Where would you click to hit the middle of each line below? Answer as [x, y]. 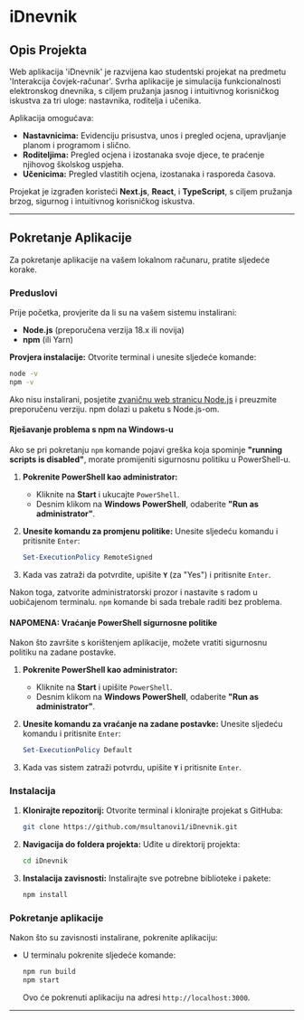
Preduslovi [33, 293]
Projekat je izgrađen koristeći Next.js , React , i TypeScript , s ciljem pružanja [151, 191]
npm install [45, 895]
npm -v [22, 382]
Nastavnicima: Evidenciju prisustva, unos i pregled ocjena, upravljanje [154, 136]
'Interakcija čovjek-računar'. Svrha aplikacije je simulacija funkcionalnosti [145, 81]
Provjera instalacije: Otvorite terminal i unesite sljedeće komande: [133, 357]
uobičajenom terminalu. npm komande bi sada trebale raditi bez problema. [146, 601]
